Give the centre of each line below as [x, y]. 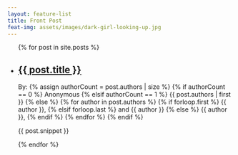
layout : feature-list [40, 14]
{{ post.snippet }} [43, 131]
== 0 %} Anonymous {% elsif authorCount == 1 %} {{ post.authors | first [124, 95]
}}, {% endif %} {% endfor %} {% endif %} [81, 117]
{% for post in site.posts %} [59, 48]
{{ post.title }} [50, 69]
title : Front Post [35, 21]
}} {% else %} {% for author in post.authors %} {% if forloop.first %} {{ [122, 102]
